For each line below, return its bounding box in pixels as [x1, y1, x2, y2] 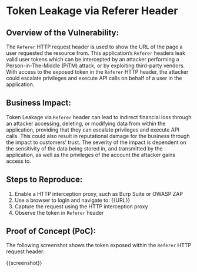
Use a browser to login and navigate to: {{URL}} [14, 196, 131, 204]
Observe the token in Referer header [14, 209, 104, 216]
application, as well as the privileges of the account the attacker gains [6, 151, 176, 158]
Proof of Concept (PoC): [6, 226, 96, 237]
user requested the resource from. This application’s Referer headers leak [6, 50, 186, 57]
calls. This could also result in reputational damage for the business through [6, 132, 190, 139]
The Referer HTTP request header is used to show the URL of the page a [6, 43, 183, 50]
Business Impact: [6, 98, 72, 108]
